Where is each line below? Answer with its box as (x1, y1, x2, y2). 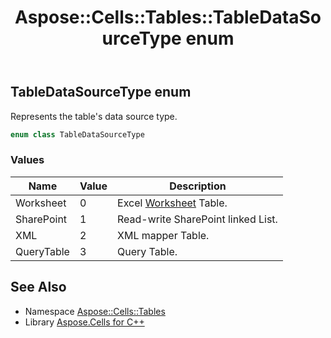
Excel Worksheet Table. (117, 196, 228, 210)
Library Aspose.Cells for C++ (24, 316, 145, 328)
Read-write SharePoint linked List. (117, 212, 278, 226)
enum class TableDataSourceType (10, 129, 145, 140)
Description (169, 179, 227, 193)
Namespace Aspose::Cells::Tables (24, 305, 166, 317)
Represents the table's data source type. (10, 110, 178, 122)
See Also (10, 279, 67, 296)
